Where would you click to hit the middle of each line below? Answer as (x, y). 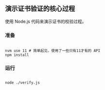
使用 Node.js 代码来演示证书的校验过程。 (46, 21)
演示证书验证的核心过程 (40, 9)
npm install (17, 55)
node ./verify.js (22, 83)
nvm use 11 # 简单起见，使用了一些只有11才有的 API (53, 51)
